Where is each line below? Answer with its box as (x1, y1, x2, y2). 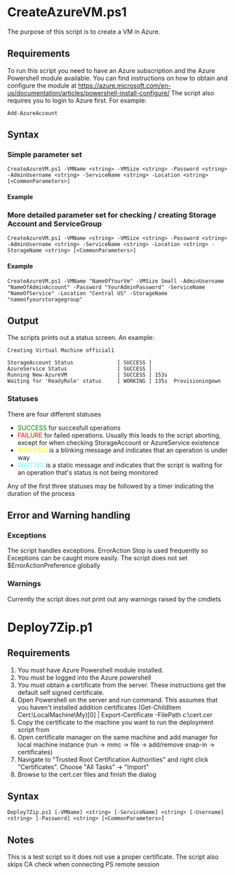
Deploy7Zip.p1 (7, 619, 93, 635)
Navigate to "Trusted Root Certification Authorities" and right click (17, 755, 209, 764)
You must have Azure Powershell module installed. (17, 665, 164, 674)
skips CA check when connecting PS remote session (7, 860, 160, 869)
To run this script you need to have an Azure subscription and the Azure (7, 66, 215, 74)
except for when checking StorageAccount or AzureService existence (17, 438, 220, 447)
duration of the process (7, 489, 75, 498)
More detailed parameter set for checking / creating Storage (7, 210, 217, 219)
